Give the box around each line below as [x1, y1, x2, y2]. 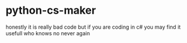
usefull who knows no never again [5, 29, 91, 36]
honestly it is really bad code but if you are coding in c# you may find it [5, 23, 181, 30]
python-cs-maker [5, 4, 96, 17]
